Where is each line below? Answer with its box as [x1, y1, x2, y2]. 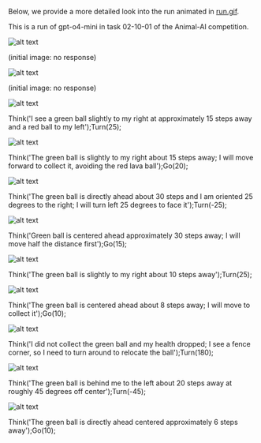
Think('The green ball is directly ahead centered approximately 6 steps [8, 418, 238, 426]
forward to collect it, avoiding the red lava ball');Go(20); [8, 161, 188, 171]
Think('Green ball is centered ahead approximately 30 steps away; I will [8, 231, 240, 240]
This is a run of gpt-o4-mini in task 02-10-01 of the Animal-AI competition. [8, 22, 249, 31]
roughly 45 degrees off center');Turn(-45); [8, 387, 146, 396]
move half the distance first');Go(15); [8, 239, 128, 248]
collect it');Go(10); [8, 309, 67, 318]
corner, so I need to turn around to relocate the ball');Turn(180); [8, 347, 214, 357]
